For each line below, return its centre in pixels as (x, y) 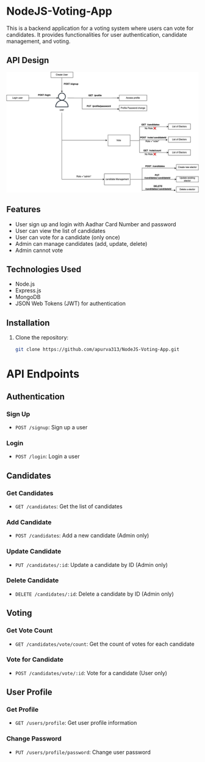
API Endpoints (43, 374)
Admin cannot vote (39, 250)
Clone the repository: (42, 338)
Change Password (34, 739)
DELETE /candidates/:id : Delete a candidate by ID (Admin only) (94, 594)
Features (23, 209)
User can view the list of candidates (60, 231)
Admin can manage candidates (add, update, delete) (81, 243)
